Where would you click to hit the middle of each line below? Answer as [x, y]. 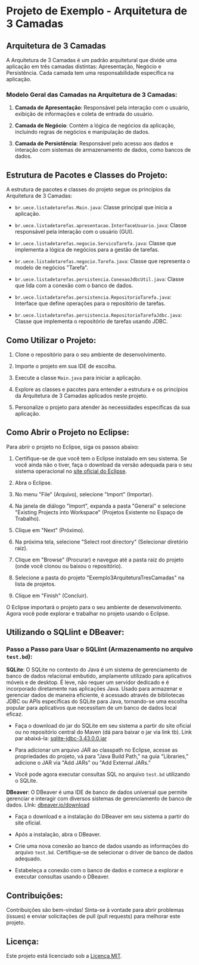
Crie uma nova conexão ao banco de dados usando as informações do [102, 846]
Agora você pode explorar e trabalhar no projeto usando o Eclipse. [88, 613]
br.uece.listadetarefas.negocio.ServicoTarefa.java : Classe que [95, 243]
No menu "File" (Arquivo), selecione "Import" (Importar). [84, 494]
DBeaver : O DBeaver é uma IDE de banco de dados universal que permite [97, 792]
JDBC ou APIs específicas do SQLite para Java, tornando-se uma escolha [97, 701]
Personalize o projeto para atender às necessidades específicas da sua [102, 407]
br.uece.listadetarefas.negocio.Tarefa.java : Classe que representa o [102, 261]
